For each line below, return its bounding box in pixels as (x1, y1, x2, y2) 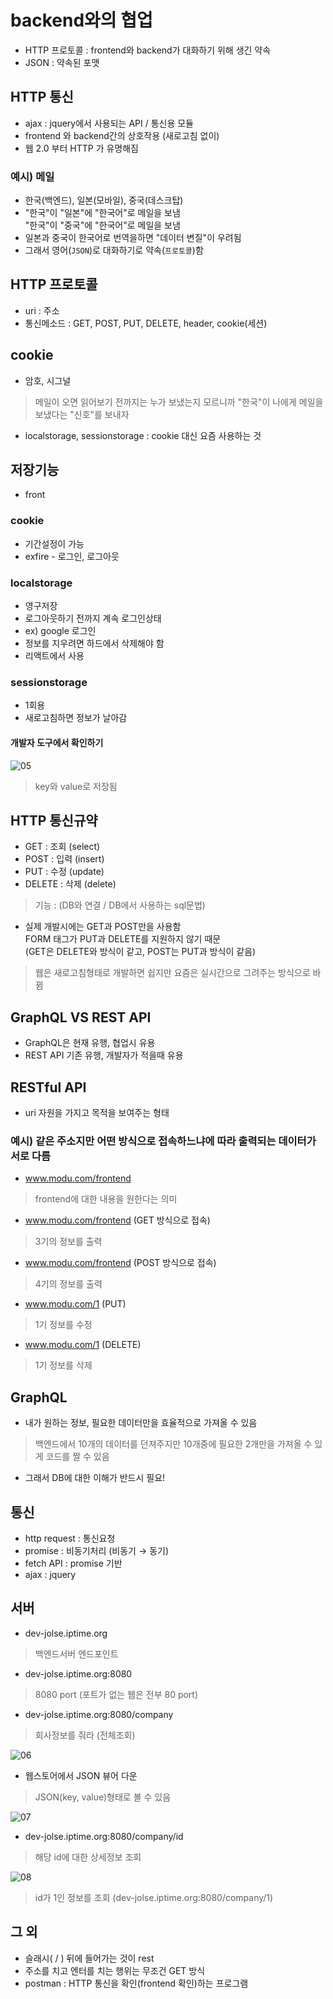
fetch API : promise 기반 (24, 1557, 123, 1569)
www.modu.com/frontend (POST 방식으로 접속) (24, 1257, 217, 1269)
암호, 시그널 (24, 374, 72, 386)
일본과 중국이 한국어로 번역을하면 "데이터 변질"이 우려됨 (24, 232, 242, 244)
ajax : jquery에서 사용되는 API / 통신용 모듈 (24, 117, 194, 129)
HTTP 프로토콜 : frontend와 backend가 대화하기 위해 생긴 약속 (24, 44, 272, 56)
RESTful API (10, 1079, 87, 1096)
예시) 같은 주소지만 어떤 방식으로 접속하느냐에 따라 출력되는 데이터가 (10, 1134, 317, 1148)
